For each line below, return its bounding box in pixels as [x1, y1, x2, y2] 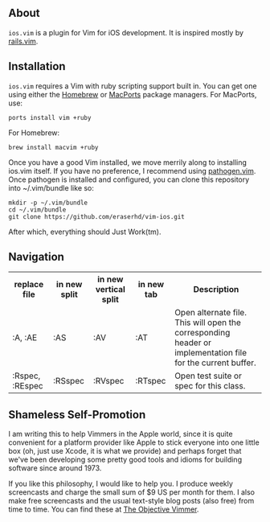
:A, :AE [12, 332, 38, 343]
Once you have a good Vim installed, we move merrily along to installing [8, 157, 247, 167]
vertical [95, 284, 126, 295]
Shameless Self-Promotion [8, 408, 146, 421]
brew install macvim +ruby [8, 143, 99, 151]
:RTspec [135, 376, 166, 387]
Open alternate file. [174, 307, 247, 319]
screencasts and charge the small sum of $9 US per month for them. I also [8, 487, 256, 497]
